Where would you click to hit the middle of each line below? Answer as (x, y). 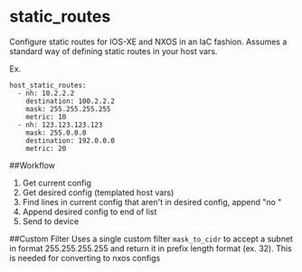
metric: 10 (46, 117)
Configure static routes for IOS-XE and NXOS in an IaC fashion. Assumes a (148, 42)
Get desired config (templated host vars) (98, 192)
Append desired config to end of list (90, 211)
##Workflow (33, 165)
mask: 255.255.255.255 (68, 109)
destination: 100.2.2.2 (71, 101)
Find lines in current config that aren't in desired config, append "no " (152, 202)
